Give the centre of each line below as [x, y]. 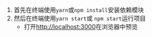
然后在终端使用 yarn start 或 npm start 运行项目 [79, 18]
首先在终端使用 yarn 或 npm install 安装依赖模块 [79, 10]
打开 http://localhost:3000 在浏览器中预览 [81, 27]
